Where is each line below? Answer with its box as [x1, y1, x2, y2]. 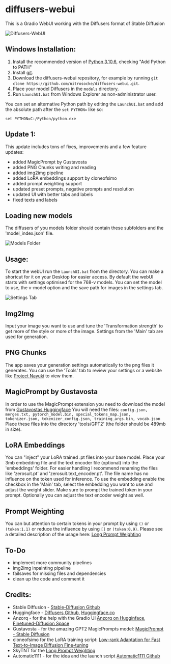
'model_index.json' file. [5, 230, 54, 236]
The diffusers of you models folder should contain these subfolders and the [5, 225, 164, 231]
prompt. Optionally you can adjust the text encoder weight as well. [5, 492, 145, 499]
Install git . [12, 69, 34, 75]
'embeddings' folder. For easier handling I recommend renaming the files [5, 465, 158, 472]
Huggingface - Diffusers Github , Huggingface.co [12, 610, 115, 616]
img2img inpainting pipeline [12, 565, 71, 571]
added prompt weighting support [12, 180, 82, 186]
